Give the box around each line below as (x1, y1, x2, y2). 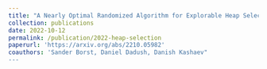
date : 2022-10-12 (8, 26, 66, 34)
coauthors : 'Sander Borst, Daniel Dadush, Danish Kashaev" (8, 48, 208, 56)
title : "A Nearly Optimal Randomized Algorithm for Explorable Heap (8, 11, 240, 20)
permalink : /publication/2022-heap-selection (8, 33, 161, 42)
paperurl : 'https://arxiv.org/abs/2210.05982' (8, 41, 165, 49)
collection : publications (8, 19, 94, 27)
